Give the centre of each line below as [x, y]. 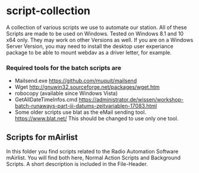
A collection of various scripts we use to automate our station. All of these [97, 27]
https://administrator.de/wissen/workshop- [131, 100]
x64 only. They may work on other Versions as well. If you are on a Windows [100, 40]
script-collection [48, 11]
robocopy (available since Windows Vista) [66, 94]
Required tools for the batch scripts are [64, 68]
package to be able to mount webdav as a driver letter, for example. [89, 52]
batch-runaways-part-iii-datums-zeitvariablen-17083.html [86, 106]
